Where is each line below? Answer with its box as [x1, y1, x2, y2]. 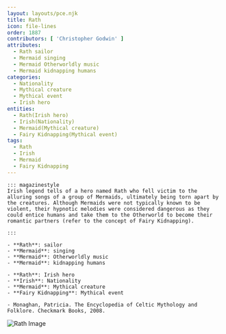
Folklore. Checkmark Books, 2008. [7, 307, 106, 314]
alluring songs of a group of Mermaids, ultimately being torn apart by [7, 193, 219, 201]
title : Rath [7, 16, 41, 23]
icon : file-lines [7, 23, 57, 29]
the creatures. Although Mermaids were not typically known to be [7, 199, 201, 206]
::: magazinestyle [7, 181, 60, 188]
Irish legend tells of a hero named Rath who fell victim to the [7, 188, 197, 194]
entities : [7, 105, 36, 112]
